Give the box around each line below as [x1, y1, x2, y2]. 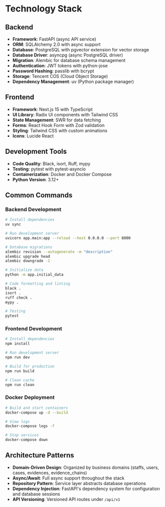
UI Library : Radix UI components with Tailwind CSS [12, 111, 118, 117]
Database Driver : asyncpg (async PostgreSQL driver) [12, 52, 123, 58]
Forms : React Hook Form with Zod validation [12, 122, 105, 128]
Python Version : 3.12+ [12, 176, 59, 182]
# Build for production [5, 364, 55, 369]
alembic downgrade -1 [5, 258, 50, 264]
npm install [5, 341, 30, 346]
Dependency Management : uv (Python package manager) [12, 78, 134, 84]
